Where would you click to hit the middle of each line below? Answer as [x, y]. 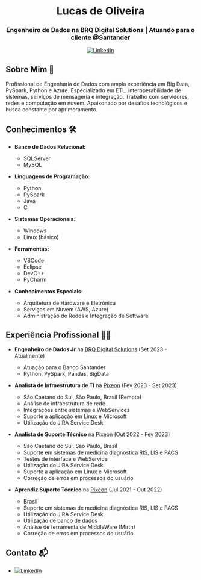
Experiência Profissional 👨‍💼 [59, 335]
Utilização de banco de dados [60, 520]
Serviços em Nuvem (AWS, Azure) [66, 310]
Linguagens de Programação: [52, 176]
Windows [35, 231]
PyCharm [35, 280]
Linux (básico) [41, 237]
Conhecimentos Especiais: [49, 292]
